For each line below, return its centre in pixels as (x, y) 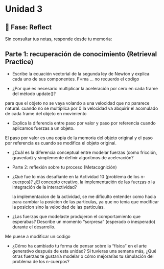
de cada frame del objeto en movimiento (46, 113)
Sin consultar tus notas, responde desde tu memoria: (59, 39)
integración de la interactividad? (45, 187)
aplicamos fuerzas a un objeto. (43, 128)
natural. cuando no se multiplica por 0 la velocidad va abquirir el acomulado (82, 108)
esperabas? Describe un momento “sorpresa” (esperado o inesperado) (84, 221)
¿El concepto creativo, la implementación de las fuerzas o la (94, 182)
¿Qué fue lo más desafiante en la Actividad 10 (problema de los (76, 176)
